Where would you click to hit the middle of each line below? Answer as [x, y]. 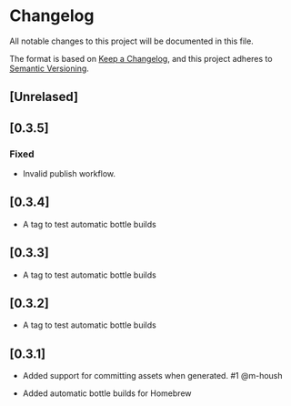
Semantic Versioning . [49, 68]
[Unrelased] [44, 97]
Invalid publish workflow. [69, 174]
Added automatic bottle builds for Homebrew [107, 393]
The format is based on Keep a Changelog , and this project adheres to [141, 58]
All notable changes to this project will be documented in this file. [132, 41]
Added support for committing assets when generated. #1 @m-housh [152, 376]
